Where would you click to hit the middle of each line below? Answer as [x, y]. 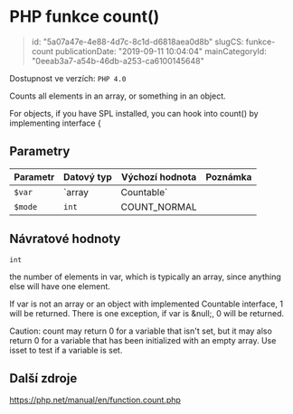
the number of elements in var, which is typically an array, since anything [146, 277]
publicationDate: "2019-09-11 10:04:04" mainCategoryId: [161, 51]
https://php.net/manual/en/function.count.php [95, 400]
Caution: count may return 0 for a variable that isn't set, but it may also [141, 331]
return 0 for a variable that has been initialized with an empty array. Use [143, 340]
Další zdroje [43, 378]
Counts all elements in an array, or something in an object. [118, 96]
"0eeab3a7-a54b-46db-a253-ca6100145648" [118, 61]
